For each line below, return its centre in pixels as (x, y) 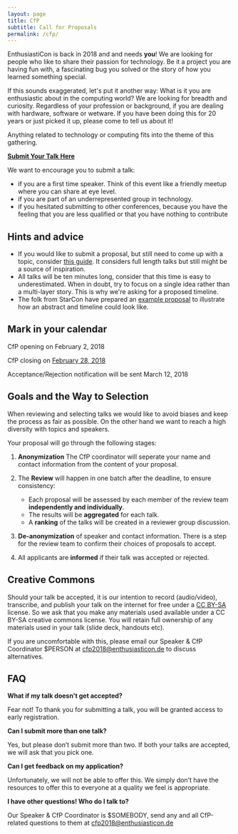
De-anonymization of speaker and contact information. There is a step (122, 536)
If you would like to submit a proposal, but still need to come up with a (120, 254)
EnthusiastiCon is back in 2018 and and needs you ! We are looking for (110, 54)
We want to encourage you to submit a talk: (71, 170)
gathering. (22, 143)
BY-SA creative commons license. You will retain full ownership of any (110, 620)
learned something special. (47, 77)
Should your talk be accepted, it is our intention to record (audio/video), (112, 597)
